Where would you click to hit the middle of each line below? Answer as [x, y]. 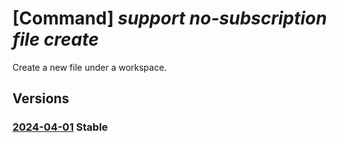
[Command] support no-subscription [169, 18]
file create [55, 39]
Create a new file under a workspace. [89, 67]
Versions [41, 98]
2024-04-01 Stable [60, 127]
